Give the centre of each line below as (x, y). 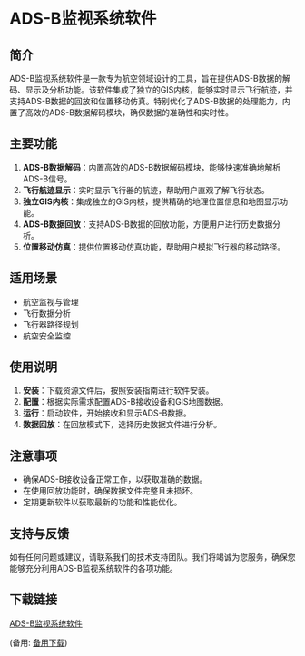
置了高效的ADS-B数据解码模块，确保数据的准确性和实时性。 (122, 113)
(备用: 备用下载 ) (39, 642)
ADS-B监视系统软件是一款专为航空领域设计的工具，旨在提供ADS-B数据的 (146, 78)
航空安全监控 (46, 336)
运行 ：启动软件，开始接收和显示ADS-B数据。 (107, 413)
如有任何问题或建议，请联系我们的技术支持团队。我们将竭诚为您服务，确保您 (152, 557)
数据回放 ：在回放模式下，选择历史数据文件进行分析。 (122, 425)
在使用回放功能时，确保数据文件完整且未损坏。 (110, 491)
